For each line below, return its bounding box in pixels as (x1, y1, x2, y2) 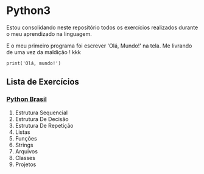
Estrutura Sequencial (15, 109, 68, 116)
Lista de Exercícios (6, 77, 79, 87)
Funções (15, 134, 38, 142)
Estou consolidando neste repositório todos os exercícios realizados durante (6, 24, 199, 31)
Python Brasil (6, 95, 47, 103)
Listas (15, 128, 30, 136)
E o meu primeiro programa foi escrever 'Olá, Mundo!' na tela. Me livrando (6, 42, 192, 49)
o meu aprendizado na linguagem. (6, 30, 93, 37)
